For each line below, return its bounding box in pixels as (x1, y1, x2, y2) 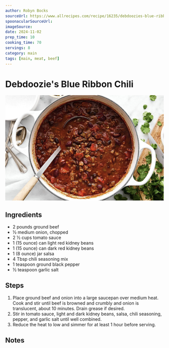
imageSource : (5, 24, 33, 29)
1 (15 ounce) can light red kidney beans (12, 240, 94, 246)
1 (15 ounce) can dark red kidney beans (12, 245, 94, 251)
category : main (5, 50, 37, 55)
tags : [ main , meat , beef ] (5, 56, 59, 61)
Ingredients (5, 210, 42, 219)
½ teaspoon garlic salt (12, 266, 59, 272)
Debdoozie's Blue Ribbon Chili (5, 78, 134, 90)
